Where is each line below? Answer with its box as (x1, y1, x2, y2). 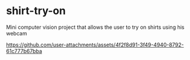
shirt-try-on (6, 4, 66, 18)
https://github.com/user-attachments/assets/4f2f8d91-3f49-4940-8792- (6, 41, 184, 48)
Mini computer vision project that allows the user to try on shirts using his (6, 24, 185, 31)
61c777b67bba (6, 47, 42, 54)
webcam (6, 29, 28, 36)
